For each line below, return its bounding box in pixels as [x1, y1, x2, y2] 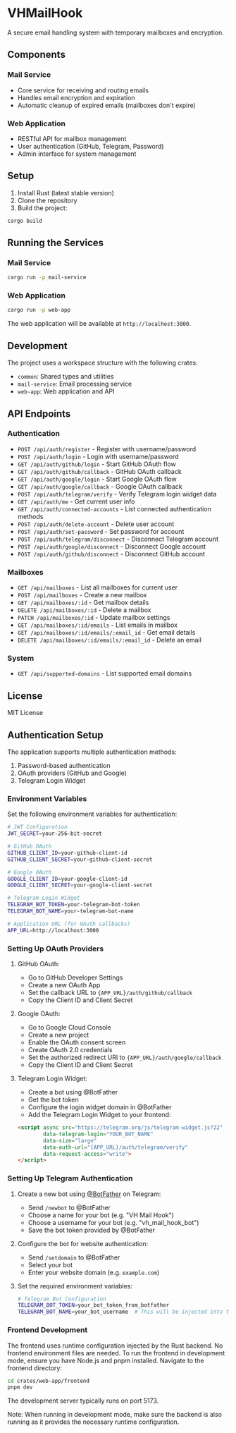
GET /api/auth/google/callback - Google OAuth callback [17, 482, 183, 491]
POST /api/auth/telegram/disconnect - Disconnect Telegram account [17, 535, 218, 543]
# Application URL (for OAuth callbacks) [7, 920, 131, 927]
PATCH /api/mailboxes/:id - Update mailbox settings [17, 614, 170, 622]
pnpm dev [7, 1384, 33, 1391]
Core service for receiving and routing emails [17, 86, 149, 94]
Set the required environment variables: [17, 1281, 132, 1290]
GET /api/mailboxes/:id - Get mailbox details [17, 598, 149, 607]
